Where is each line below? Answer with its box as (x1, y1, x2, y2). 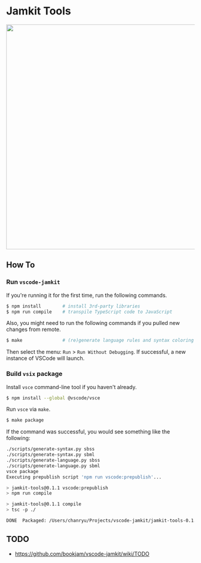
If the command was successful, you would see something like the (6, 428, 170, 435)
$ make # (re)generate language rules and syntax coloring (6, 338, 194, 344)
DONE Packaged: (6, 517, 47, 524)
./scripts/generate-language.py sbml (6, 463, 100, 469)
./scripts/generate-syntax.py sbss (6, 446, 95, 452)
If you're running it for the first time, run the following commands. (6, 291, 167, 299)
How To (6, 260, 35, 270)
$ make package (6, 417, 44, 423)
